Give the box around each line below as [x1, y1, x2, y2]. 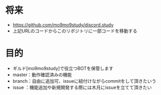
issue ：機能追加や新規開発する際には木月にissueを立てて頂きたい [12, 84, 152, 90]
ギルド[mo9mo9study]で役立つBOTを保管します [12, 65, 113, 71]
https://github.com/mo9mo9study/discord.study [12, 21, 114, 28]
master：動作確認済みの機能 [12, 72, 72, 78]
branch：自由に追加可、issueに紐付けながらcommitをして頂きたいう [12, 78, 156, 84]
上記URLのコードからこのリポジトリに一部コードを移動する [12, 27, 138, 34]
